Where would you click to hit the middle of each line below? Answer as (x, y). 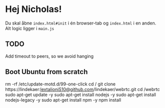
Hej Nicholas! (33, 9)
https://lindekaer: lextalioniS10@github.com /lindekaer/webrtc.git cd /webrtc (82, 89)
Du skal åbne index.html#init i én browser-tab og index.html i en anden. (81, 23)
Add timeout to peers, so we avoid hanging (49, 56)
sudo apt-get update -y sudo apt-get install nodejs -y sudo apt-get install (81, 94)
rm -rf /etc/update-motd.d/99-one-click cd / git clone (60, 84)
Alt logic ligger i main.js (30, 28)
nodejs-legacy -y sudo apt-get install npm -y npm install (63, 100)
